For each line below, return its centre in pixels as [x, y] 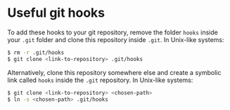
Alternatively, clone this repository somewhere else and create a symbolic [114, 72]
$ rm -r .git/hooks [36, 53]
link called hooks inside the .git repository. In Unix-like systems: [100, 80]
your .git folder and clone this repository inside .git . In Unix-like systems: [116, 39]
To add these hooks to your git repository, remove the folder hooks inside [113, 32]
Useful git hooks [56, 13]
